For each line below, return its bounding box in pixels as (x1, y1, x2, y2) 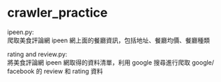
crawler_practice (7, 5, 108, 21)
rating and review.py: (7, 50, 68, 58)
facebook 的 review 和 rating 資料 (7, 67, 103, 75)
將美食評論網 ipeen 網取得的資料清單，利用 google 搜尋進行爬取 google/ (7, 58, 215, 67)
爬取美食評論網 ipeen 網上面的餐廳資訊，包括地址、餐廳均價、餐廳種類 (7, 36, 211, 44)
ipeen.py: (7, 28, 34, 36)
